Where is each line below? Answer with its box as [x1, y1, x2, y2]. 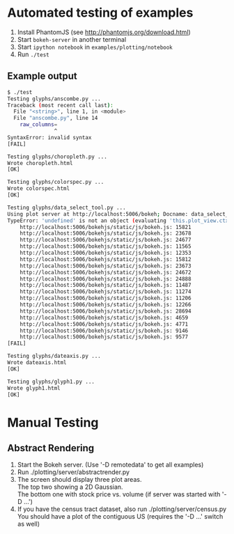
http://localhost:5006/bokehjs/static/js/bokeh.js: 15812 [19, 256, 192, 262]
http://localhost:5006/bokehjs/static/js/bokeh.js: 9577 [19, 333, 189, 340]
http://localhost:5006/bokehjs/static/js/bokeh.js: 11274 [19, 288, 192, 295]
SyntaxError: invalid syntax [7, 134, 92, 141]
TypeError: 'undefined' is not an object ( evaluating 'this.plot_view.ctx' [7, 217, 232, 224]
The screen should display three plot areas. [17, 476, 142, 484]
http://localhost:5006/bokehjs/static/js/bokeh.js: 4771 [19, 320, 189, 328]
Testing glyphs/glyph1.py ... [7, 378, 95, 385]
